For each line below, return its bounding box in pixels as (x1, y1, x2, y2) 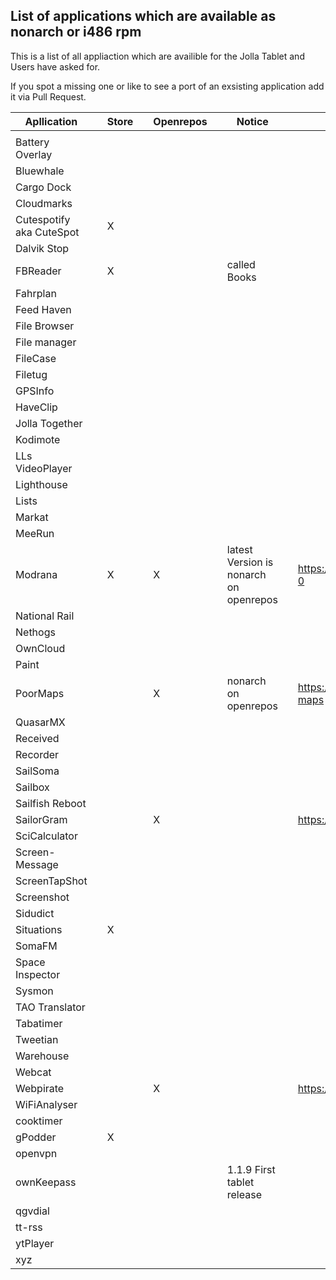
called (226, 257, 256, 271)
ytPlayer (15, 1236, 55, 1250)
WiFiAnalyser (15, 1097, 78, 1111)
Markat (15, 510, 49, 524)
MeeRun (15, 526, 55, 540)
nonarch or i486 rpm (10, 24, 142, 41)
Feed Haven (15, 302, 72, 316)
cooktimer (15, 1114, 63, 1128)
